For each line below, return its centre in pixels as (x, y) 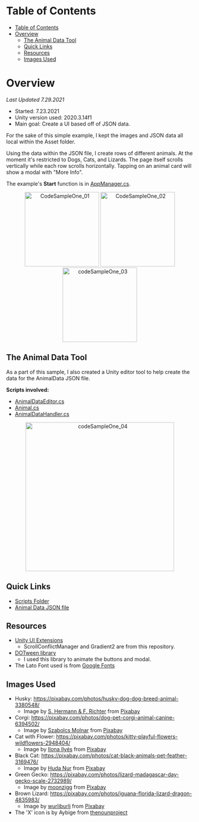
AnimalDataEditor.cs (40, 401)
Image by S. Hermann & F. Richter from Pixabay (82, 711)
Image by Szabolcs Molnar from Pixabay (73, 730)
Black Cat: (27, 756)
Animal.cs (27, 407)
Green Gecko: (32, 774)
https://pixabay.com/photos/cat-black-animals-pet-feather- (114, 756)
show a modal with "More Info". (45, 172)
